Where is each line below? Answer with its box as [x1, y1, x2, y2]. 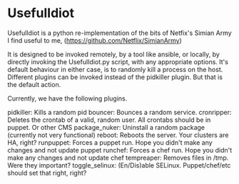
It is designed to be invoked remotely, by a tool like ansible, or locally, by [7, 50, 220, 58]
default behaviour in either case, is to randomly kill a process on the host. [7, 65, 223, 73]
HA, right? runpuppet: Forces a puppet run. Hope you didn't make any [7, 138, 213, 147]
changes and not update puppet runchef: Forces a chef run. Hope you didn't [7, 145, 233, 154]
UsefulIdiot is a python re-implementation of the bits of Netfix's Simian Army [7, 29, 232, 37]
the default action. [7, 80, 61, 88]
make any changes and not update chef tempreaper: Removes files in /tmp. [7, 153, 229, 162]
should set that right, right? [7, 168, 87, 177]
